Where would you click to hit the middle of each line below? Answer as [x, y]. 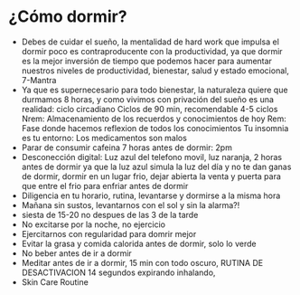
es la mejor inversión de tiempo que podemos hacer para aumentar [147, 61]
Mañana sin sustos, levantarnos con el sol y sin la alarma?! [131, 205]
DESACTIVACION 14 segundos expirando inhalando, [118, 272]
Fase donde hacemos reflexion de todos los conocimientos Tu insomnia [155, 128]
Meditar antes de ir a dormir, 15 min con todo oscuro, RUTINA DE [142, 262]
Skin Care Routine [55, 281]
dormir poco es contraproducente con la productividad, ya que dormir [152, 51]
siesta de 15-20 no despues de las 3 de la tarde [110, 214]
